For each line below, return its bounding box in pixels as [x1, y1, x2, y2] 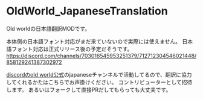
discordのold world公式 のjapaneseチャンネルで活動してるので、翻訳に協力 [6, 71, 192, 78]
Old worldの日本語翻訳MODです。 [6, 25, 91, 32]
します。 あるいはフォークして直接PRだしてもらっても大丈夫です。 [6, 86, 172, 93]
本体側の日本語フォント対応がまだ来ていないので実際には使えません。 [6, 37, 181, 45]
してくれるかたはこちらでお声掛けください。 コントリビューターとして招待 [6, 78, 193, 86]
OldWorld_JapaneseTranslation [6, 4, 168, 18]
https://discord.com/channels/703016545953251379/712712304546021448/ [6, 52, 197, 59]
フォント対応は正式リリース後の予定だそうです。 [11, 45, 133, 53]
